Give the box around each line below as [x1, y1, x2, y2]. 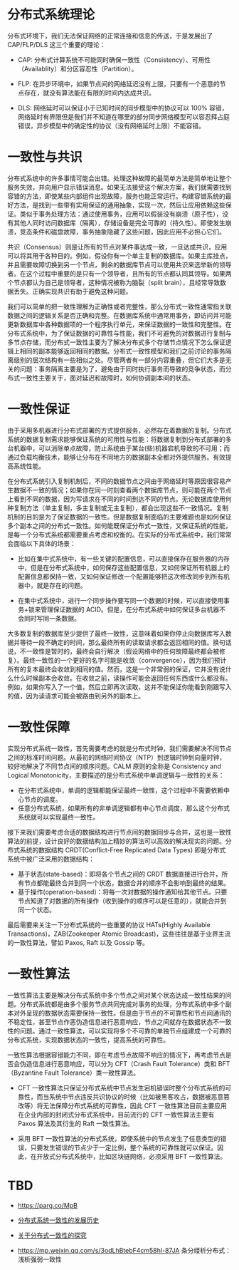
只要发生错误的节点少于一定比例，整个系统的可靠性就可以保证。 [30, 1143, 218, 1152]
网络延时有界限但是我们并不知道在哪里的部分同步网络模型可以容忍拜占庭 [17, 112, 230, 121]
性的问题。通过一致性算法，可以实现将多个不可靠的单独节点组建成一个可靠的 [7, 1026, 232, 1035]
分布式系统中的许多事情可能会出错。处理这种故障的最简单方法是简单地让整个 [7, 174, 232, 182]
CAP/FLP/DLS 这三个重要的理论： [7, 40, 106, 48]
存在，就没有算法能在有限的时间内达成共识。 [23, 88, 155, 97]
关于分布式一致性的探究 [17, 1231, 87, 1239]
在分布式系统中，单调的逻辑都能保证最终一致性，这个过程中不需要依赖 [17, 785, 224, 795]
